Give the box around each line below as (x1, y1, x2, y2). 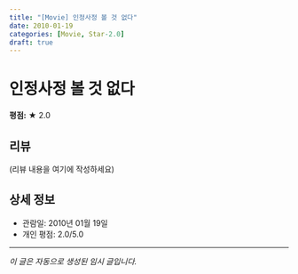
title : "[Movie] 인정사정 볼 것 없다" (9, 12, 137, 22)
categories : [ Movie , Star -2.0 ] (9, 29, 125, 38)
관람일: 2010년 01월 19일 (21, 217, 108, 228)
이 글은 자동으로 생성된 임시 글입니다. (9, 255, 137, 267)
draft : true (9, 37, 53, 47)
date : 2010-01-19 (9, 21, 74, 30)
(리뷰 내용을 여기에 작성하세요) (9, 164, 115, 174)
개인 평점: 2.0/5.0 (21, 229, 84, 239)
